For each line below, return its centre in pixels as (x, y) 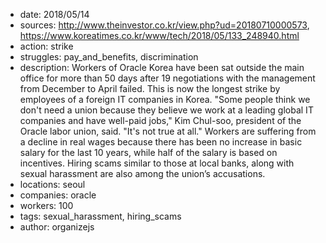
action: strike (46, 46)
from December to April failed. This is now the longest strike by (150, 88)
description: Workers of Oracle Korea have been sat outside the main (162, 67)
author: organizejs (57, 227)
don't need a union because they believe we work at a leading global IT (166, 110)
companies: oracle (58, 195)
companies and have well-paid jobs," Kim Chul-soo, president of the (160, 120)
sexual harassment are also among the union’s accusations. (142, 173)
